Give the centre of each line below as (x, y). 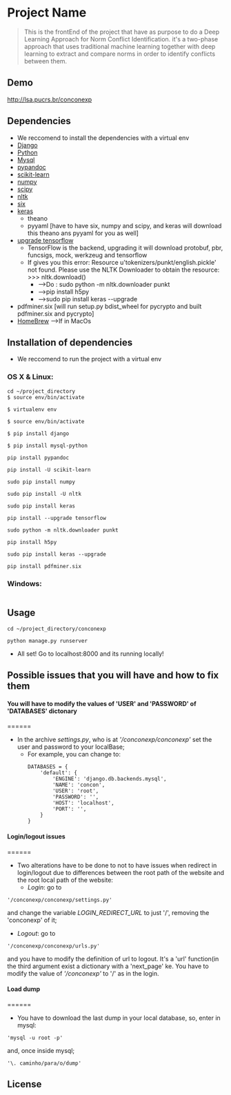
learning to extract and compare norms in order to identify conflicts (120, 54)
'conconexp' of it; (32, 920)
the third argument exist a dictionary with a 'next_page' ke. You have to (108, 966)
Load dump (24, 989)
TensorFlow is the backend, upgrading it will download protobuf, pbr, (125, 248)
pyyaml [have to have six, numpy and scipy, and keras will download (124, 225)
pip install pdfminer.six (44, 566)
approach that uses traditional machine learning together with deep (120, 46)
